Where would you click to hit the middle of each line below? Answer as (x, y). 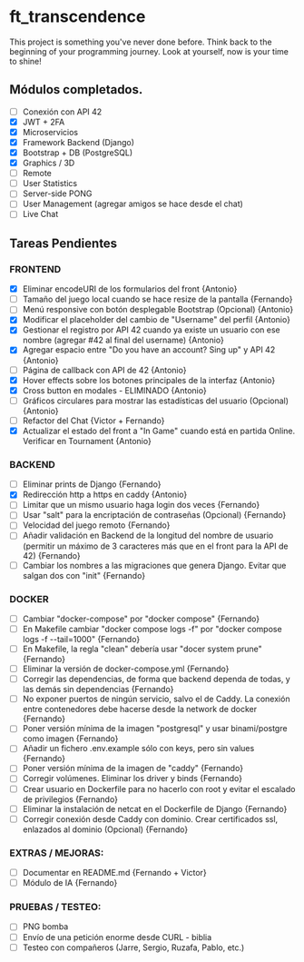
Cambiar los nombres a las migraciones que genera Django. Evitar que (154, 565)
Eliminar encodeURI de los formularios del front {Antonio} (130, 289)
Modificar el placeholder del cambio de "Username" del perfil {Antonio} (156, 320)
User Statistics (50, 183)
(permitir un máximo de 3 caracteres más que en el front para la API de (155, 546)
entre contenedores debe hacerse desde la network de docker (139, 709)
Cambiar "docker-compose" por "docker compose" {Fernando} (141, 619)
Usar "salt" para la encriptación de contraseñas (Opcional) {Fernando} (154, 515)
